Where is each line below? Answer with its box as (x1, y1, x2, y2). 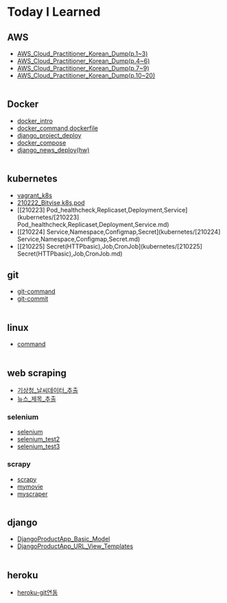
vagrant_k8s (16, 191, 53, 199)
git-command (16, 287, 56, 295)
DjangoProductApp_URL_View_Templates (16, 542, 134, 550)
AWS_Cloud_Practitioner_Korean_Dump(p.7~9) (16, 64, 150, 72)
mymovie (16, 482, 43, 491)
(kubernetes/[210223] (16, 213, 80, 221)
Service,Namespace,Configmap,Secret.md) (16, 234, 141, 243)
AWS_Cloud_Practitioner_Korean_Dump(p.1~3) (16, 49, 148, 58)
